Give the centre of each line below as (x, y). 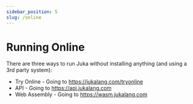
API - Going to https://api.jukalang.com (63, 88)
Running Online (46, 47)
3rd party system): (29, 70)
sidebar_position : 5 (32, 12)
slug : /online (24, 17)
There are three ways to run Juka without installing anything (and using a (97, 64)
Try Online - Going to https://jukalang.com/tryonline (79, 82)
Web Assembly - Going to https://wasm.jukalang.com (81, 94)
